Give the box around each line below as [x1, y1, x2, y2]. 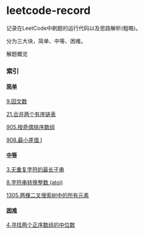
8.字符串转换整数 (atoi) [6, 179, 63, 186]
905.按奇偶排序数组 [6, 124, 55, 131]
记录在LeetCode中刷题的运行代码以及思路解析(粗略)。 [6, 24, 142, 32]
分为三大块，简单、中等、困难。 [6, 37, 86, 44]
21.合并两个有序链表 [6, 110, 57, 118]
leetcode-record [6, 4, 91, 18]
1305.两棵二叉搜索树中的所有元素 [6, 192, 89, 199]
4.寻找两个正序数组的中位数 [6, 221, 75, 229]
